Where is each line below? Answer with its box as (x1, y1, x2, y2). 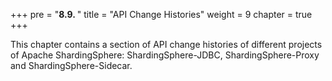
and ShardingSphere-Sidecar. (10, 60, 133, 71)
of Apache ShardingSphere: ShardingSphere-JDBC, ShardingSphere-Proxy (10, 49, 320, 61)
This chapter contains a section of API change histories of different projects (10, 39, 323, 50)
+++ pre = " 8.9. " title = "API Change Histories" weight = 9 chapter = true (10, 9, 313, 20)
